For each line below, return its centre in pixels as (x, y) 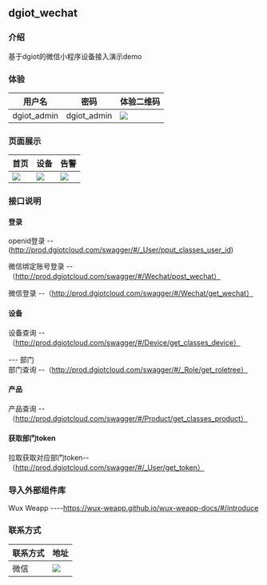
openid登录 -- (31, 241)
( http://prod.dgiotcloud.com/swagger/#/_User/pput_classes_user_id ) (121, 250)
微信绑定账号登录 (36, 266)
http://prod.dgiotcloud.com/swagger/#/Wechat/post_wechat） (118, 277)
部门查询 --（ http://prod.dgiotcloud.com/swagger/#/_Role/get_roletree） (128, 369)
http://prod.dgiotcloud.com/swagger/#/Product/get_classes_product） (132, 418)
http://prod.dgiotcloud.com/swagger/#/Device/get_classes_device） (128, 342)
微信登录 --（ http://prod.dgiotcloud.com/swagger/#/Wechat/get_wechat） (131, 293)
